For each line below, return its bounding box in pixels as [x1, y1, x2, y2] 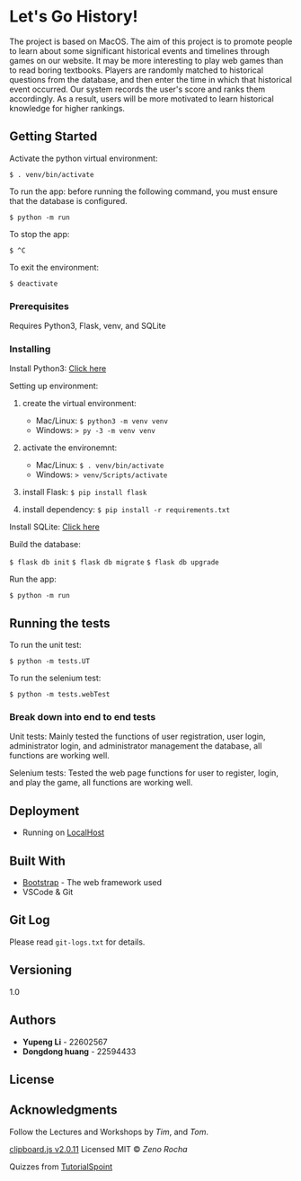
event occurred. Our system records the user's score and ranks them [9, 84, 266, 94]
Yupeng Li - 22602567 [22, 1036, 108, 1047]
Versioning [9, 963, 72, 978]
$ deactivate [9, 279, 58, 289]
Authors [9, 1013, 57, 1028]
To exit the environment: [9, 262, 100, 272]
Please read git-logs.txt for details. [9, 937, 146, 947]
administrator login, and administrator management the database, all [9, 741, 262, 751]
